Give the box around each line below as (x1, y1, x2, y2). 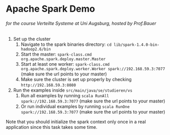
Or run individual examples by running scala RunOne (20, 103, 130, 110)
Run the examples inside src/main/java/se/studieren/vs (13, 87, 133, 93)
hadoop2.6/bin (20, 47, 51, 52)
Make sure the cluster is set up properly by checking (20, 76, 132, 83)
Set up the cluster (13, 36, 51, 42)
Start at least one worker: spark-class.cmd (20, 61, 110, 67)
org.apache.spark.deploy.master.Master (20, 57, 106, 62)
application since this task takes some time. (6, 124, 98, 130)
